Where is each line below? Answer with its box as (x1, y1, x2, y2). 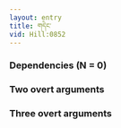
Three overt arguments (9, 107, 112, 120)
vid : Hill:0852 (9, 30, 66, 38)
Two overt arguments (9, 83, 105, 96)
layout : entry (9, 13, 63, 22)
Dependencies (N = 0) (9, 59, 108, 72)
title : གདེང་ (9, 21, 52, 30)
